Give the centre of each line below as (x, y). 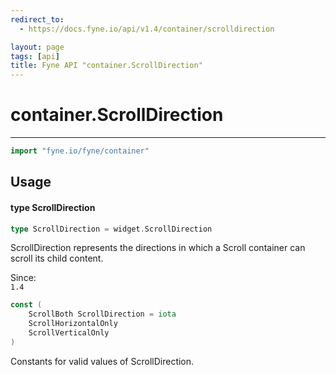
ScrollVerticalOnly (69, 333)
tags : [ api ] (35, 56)
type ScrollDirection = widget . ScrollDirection (111, 229)
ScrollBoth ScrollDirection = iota (102, 314)
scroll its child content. (57, 258)
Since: (23, 278)
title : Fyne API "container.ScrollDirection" (106, 66)
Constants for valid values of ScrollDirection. (102, 361)
